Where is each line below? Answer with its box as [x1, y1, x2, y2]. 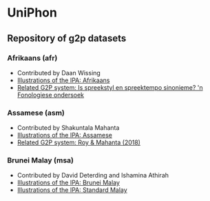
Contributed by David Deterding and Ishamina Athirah [17, 171, 169, 180]
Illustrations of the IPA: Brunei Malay [17, 178, 120, 187]
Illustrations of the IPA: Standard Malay [17, 186, 127, 194]
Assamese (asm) [7, 108, 65, 117]
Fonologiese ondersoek [17, 90, 85, 99]
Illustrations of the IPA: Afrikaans [17, 76, 110, 84]
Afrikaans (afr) [7, 53, 58, 63]
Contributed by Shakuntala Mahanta [17, 124, 120, 132]
